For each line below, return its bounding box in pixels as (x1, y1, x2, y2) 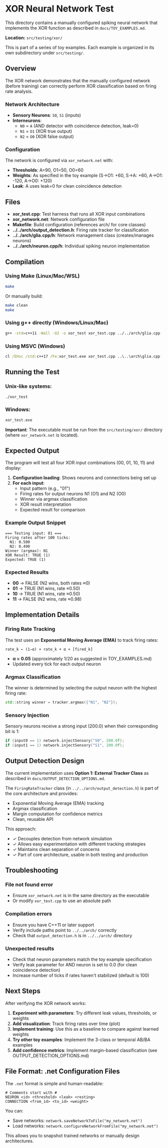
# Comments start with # (5, 1090, 57, 1095)
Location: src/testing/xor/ (5, 35, 63, 41)
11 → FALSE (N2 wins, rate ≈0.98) (12, 596, 82, 602)
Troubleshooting (5, 866, 59, 875)
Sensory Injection (5, 711, 49, 719)
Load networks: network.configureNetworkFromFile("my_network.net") (12, 1122, 158, 1129)
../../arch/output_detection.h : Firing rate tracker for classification (12, 227, 149, 233)
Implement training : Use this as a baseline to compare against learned (12, 1026, 159, 1032)
